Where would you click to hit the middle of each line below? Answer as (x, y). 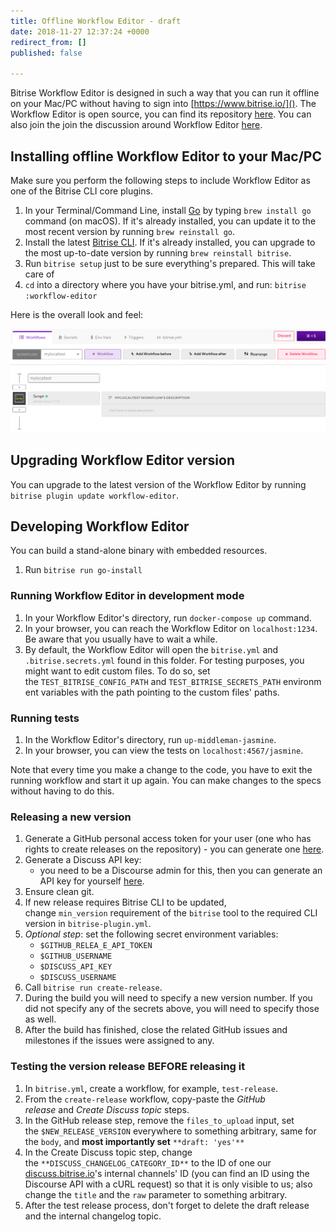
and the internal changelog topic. (93, 1216)
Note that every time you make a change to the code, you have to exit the (161, 770)
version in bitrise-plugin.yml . (88, 924)
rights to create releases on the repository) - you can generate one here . (174, 849)
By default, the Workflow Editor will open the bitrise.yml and (151, 649)
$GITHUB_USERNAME (76, 956)
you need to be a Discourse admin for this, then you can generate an (181, 871)
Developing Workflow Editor (100, 526)
